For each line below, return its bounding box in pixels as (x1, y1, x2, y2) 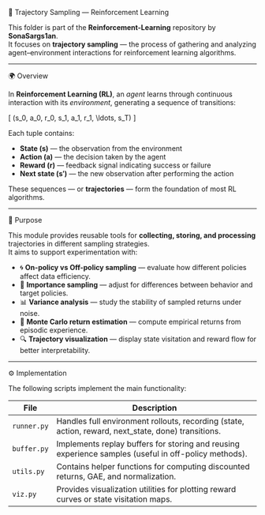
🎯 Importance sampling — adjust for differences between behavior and (19, 280, 253, 289)
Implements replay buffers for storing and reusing (56, 438, 241, 449)
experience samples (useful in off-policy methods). (56, 449, 248, 459)
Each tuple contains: (8, 129, 75, 137)
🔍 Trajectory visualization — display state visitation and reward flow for (19, 334, 257, 344)
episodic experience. (19, 325, 88, 335)
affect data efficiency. (19, 272, 91, 280)
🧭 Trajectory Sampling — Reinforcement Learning (8, 8, 170, 17)
